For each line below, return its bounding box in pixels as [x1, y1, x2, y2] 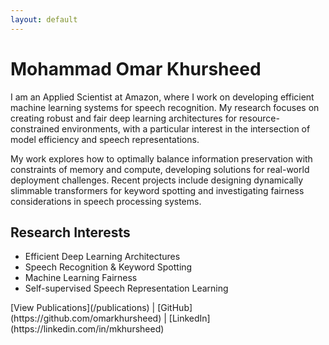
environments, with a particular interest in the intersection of [61, 122, 311, 135]
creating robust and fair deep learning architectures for [10, 112, 238, 124]
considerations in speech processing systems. [10, 195, 202, 207]
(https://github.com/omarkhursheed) [10, 312, 162, 325]
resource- [239, 112, 280, 124]
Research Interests [10, 224, 131, 241]
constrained [10, 122, 60, 135]
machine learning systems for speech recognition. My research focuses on [10, 101, 320, 113]
